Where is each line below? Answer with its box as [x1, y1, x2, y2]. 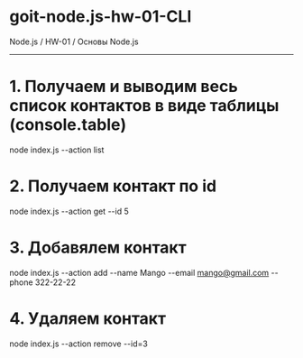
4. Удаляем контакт [9, 308, 167, 328]
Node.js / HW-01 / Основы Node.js [9, 36, 139, 47]
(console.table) [9, 115, 127, 135]
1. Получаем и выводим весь [9, 77, 238, 96]
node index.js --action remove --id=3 [9, 338, 149, 349]
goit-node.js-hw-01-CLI [9, 6, 192, 27]
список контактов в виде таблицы [9, 96, 280, 116]
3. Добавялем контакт [9, 237, 187, 258]
